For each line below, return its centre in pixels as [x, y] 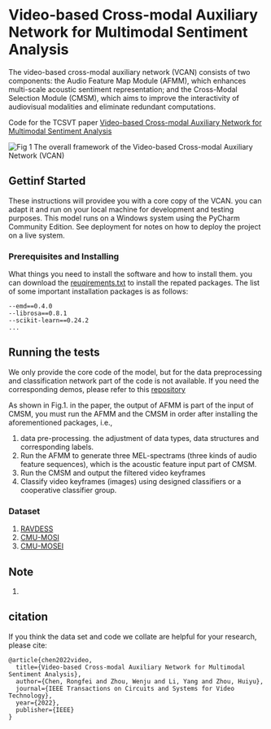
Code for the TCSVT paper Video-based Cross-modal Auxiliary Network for [135, 122]
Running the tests [54, 353]
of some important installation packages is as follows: [98, 291]
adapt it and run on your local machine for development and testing [121, 209]
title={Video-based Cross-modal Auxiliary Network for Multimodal [131, 667]
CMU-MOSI [39, 538]
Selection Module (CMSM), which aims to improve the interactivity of [124, 98]
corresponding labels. [57, 447]
